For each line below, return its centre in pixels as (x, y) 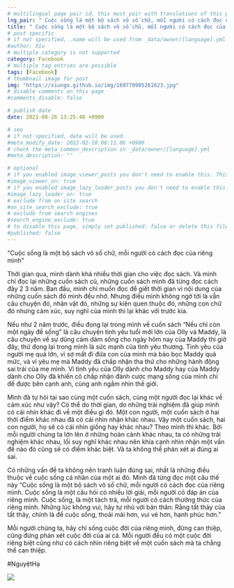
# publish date (29, 111)
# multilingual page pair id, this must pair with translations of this (115, 14)
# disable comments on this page (56, 91)
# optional (23, 168)
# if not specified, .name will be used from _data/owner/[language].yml (117, 40)
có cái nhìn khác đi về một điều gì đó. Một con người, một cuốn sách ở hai (113, 412)
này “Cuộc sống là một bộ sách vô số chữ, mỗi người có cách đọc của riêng (116, 485)
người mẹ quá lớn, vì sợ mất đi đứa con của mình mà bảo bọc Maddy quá (112, 354)
